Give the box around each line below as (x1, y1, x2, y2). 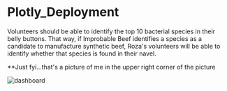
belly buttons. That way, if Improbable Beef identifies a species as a (7, 34, 203, 42)
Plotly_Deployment (7, 4, 119, 20)
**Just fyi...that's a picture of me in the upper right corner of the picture (7, 63, 216, 71)
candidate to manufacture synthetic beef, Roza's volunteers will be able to (7, 42, 221, 50)
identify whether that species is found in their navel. (7, 49, 156, 58)
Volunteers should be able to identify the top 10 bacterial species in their (7, 27, 215, 35)
